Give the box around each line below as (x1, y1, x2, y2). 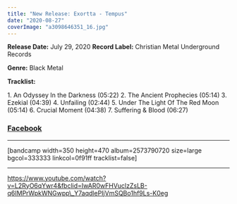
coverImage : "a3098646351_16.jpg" (7, 23, 109, 30)
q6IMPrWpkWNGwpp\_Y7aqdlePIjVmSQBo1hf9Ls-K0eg (7, 189, 169, 197)
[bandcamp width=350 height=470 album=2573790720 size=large (7, 146, 202, 155)
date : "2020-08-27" (7, 17, 65, 24)
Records (7, 50, 32, 58)
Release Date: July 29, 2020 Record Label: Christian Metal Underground (7, 43, 220, 51)
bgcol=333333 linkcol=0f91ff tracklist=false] (7, 153, 138, 162)
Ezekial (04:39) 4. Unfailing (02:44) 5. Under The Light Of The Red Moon (7, 98, 219, 107)
